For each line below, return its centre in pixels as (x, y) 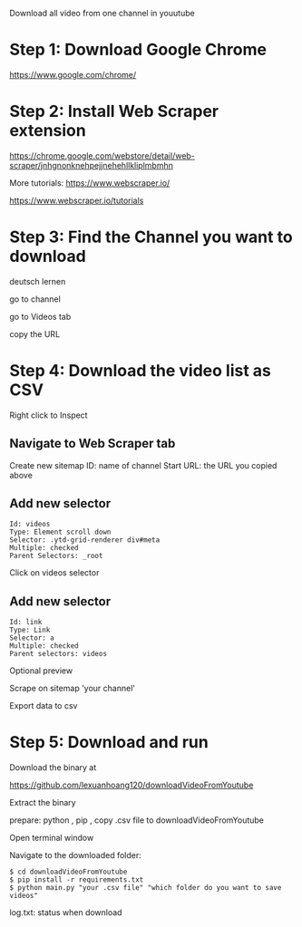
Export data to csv (44, 706)
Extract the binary (43, 803)
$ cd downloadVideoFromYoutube (68, 872)
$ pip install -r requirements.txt (77, 880)
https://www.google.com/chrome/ (73, 74)
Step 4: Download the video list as (141, 371)
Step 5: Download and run (109, 743)
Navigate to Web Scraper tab (93, 444)
